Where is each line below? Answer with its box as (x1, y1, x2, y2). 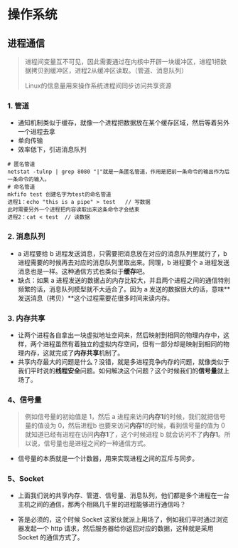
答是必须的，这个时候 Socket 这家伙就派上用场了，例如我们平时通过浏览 (17, 515, 229, 524)
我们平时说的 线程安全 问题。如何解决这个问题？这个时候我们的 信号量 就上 (17, 366, 229, 375)
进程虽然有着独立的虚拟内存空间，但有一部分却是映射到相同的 (42, 339, 224, 348)
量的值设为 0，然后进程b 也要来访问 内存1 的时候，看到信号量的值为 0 (24, 421, 225, 430)
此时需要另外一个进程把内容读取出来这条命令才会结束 (7, 206, 140, 214)
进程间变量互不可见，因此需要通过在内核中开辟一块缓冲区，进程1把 (24, 58, 221, 66)
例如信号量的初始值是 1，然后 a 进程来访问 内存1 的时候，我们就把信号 (24, 413, 226, 421)
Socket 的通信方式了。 (17, 533, 84, 542)
